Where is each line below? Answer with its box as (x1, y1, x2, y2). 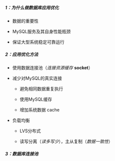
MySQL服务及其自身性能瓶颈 (12, 28, 71, 34)
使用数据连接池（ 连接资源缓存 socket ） (12, 64, 93, 70)
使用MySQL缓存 (19, 96, 52, 102)
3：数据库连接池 (5, 151, 38, 157)
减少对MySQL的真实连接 (12, 75, 62, 81)
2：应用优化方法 (5, 51, 38, 57)
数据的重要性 (12, 18, 38, 24)
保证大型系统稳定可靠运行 (12, 39, 65, 45)
